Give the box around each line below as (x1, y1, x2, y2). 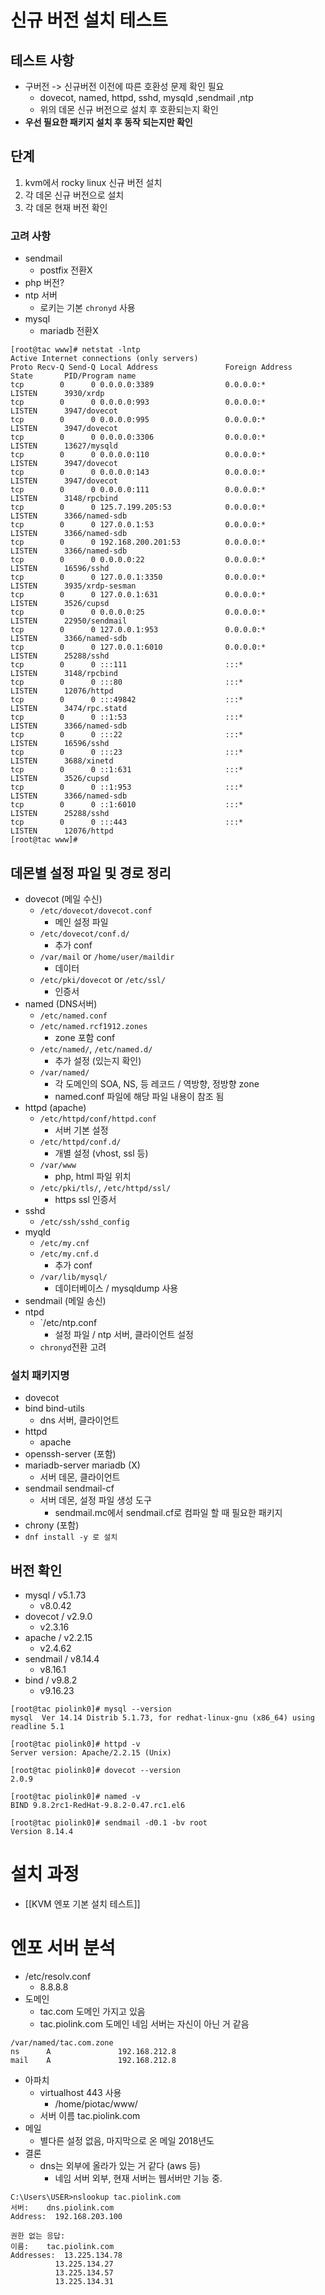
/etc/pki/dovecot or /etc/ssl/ (39, 973, 167, 985)
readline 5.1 (10, 1722, 65, 1732)
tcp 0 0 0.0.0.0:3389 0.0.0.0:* (10, 380, 267, 390)
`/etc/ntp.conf (39, 1316, 98, 1328)
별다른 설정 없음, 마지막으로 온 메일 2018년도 (39, 2134, 215, 2146)
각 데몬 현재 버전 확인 (24, 201, 108, 213)
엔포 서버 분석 (10, 1937, 116, 1960)
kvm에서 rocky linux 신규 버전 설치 (24, 176, 163, 188)
